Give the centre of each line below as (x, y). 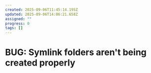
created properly (40, 63)
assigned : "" (18, 19)
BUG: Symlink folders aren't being (76, 53)
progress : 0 (17, 23)
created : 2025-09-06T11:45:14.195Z (42, 10)
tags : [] (14, 28)
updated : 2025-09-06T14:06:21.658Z (42, 14)
